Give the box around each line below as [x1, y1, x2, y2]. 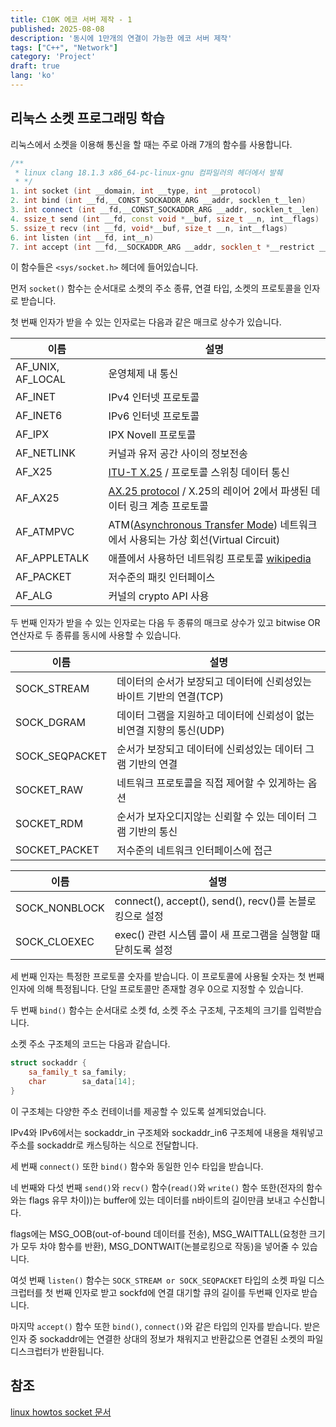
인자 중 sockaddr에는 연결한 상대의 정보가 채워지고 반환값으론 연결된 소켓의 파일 [10, 1332, 324, 1345]
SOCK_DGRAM [15, 716, 87, 730]
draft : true [10, 61, 60, 71]
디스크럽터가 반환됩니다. [10, 1345, 105, 1357]
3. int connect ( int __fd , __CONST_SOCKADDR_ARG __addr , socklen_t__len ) [10, 205, 320, 215]
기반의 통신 [128, 825, 178, 839]
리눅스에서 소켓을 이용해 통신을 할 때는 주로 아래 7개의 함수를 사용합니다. [10, 138, 293, 150]
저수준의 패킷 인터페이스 [108, 571, 216, 585]
